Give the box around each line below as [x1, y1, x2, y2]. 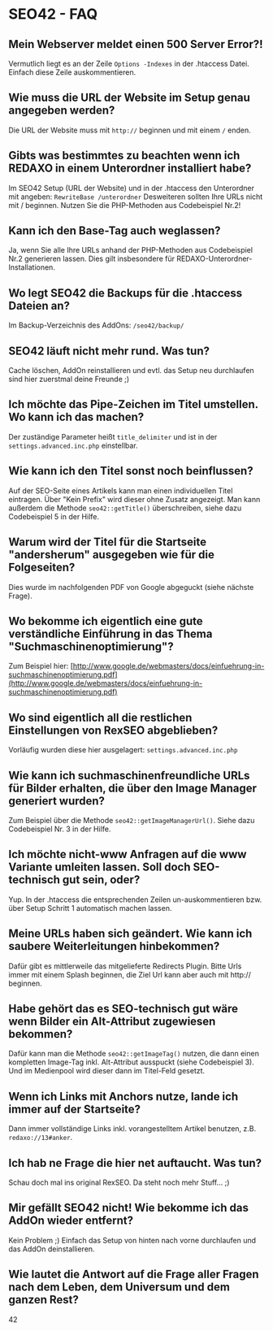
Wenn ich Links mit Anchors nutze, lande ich [8, 1090, 238, 1103]
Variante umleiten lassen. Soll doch [8, 861, 191, 874]
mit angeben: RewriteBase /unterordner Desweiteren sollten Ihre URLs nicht [8, 192, 263, 202]
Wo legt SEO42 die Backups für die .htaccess [8, 286, 243, 300]
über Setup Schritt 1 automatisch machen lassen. [8, 903, 172, 913]
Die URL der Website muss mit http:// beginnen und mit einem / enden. [8, 125, 252, 135]
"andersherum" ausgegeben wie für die [8, 548, 215, 561]
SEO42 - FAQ [8, 5, 98, 24]
